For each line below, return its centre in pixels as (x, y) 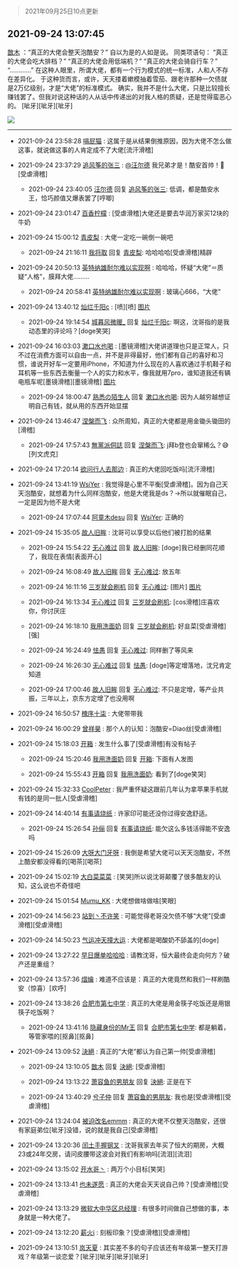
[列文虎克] (43, 454)
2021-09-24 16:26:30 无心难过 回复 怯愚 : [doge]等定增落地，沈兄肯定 (130, 665)
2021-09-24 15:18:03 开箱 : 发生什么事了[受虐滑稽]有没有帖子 (107, 743)
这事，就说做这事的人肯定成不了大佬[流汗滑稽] (86, 150)
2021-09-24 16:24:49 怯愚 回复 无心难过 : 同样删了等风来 (111, 650)
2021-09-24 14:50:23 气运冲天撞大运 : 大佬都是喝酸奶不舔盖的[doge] (118, 940)
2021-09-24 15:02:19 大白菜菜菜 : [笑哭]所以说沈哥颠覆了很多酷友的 (116, 876)
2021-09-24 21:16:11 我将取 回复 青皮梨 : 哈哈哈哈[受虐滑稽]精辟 (120, 252)
